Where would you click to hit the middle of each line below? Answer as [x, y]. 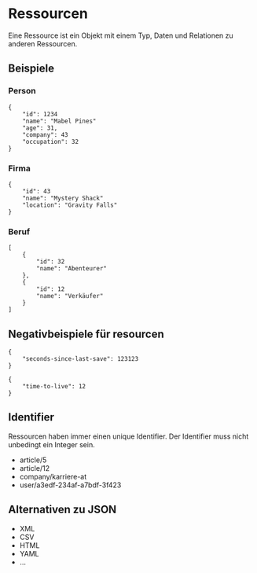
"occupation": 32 [51, 141]
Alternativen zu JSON [62, 510]
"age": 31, [40, 128]
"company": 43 [45, 134]
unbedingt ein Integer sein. [52, 444]
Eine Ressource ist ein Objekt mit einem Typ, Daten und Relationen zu [121, 35]
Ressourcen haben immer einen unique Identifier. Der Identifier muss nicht [128, 436]
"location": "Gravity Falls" [70, 205]
